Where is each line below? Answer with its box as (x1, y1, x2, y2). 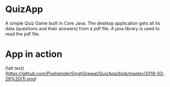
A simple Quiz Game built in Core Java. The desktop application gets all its (5, 20, 160, 26)
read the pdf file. (5, 31, 40, 37)
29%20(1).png (5, 75, 35, 81)
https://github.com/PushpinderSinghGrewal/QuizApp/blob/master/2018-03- (7, 70, 165, 76)
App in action (5, 49, 62, 60)
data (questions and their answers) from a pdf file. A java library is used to (5, 25, 160, 31)
